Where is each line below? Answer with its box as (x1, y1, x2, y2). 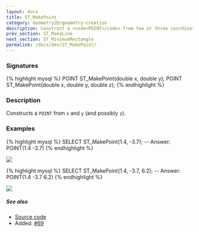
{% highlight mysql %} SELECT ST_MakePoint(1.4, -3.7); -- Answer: (6, 138, 171, 145)
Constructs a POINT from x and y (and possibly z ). (6, 109, 126, 117)
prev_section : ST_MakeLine (6, 31, 73, 37)
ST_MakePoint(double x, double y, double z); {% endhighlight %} (6, 81, 165, 89)
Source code (14, 213, 46, 220)
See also (6, 198, 28, 205)
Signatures (6, 61, 38, 70)
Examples (6, 124, 36, 133)
